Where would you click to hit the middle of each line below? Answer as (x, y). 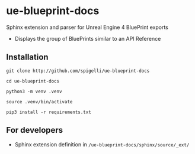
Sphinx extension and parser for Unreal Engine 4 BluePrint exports (87, 27)
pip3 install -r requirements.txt (49, 112)
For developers (35, 130)
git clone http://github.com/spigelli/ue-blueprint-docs (78, 71)
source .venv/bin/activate (39, 101)
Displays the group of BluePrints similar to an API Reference (88, 38)
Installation (27, 57)
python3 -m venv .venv (34, 91)
